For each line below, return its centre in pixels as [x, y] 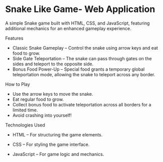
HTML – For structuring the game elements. [57, 134]
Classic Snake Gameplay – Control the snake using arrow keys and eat [85, 48]
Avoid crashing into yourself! [42, 115]
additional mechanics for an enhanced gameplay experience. [68, 28]
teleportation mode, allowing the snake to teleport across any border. [84, 74]
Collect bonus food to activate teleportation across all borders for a [82, 104]
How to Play [18, 84]
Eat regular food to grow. [38, 99]
